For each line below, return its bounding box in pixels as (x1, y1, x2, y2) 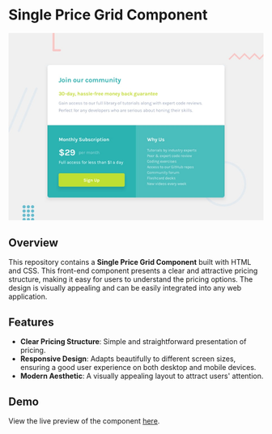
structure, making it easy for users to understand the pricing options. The (8, 274, 253, 284)
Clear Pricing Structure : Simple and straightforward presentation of (19, 337, 247, 347)
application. (8, 291, 48, 301)
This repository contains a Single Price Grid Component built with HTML (8, 257, 252, 267)
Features (8, 315, 54, 329)
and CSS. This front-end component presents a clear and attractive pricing (8, 266, 258, 276)
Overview (8, 236, 59, 249)
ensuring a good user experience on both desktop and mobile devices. (19, 363, 257, 372)
